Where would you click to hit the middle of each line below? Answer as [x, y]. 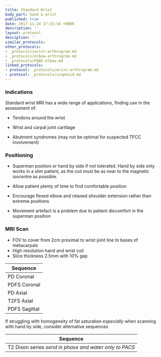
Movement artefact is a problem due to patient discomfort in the [78, 211]
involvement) [26, 142]
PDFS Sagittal [24, 309]
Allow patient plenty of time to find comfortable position [69, 186]
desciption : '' [21, 38]
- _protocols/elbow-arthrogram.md [41, 56]
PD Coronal [21, 276]
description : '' [22, 28]
